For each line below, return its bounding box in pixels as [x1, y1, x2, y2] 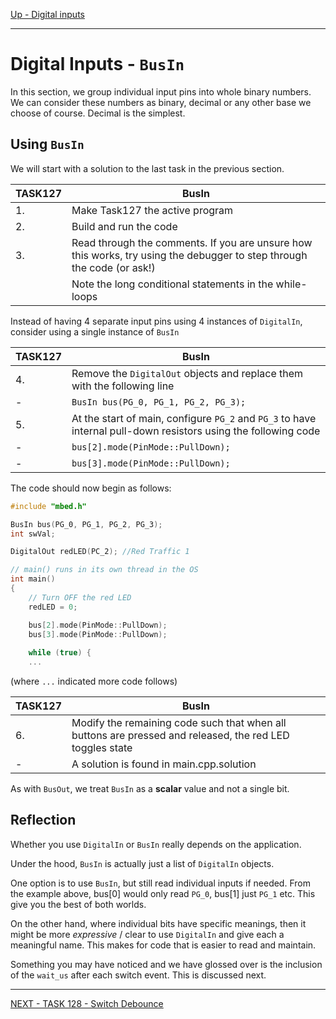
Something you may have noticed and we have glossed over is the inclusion [10, 958, 323, 970]
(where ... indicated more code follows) [10, 675, 178, 687]
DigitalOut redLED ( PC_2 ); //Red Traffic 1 [10, 547, 190, 557]
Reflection [10, 812, 77, 829]
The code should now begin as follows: [10, 482, 172, 494]
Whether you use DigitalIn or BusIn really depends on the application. [10, 838, 302, 850]
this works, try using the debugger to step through [71, 248, 308, 262]
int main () [10, 574, 56, 584]
